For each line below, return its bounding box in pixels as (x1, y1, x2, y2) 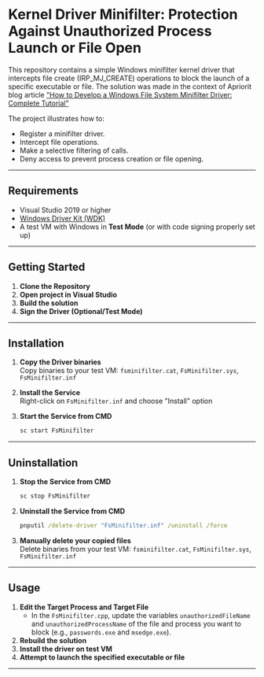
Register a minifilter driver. (19, 128, 105, 139)
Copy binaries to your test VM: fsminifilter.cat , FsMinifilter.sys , (19, 366, 240, 375)
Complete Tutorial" (8, 98, 69, 108)
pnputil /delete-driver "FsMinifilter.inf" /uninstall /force (19, 521, 228, 529)
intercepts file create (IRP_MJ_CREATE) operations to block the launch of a (8, 73, 250, 83)
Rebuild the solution (19, 635, 87, 645)
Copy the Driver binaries (19, 357, 101, 367)
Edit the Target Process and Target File (19, 602, 149, 612)
